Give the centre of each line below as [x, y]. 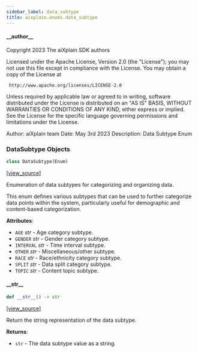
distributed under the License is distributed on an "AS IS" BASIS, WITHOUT [99, 103]
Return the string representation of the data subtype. [71, 320]
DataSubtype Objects [38, 149]
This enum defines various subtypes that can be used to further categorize [99, 196]
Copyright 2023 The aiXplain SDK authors [58, 50]
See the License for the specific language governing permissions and [92, 115]
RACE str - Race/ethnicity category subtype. [68, 258]
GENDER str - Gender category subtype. [62, 238]
